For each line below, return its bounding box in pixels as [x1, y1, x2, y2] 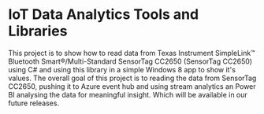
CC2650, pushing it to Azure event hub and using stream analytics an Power [8, 81, 256, 91]
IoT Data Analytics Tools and [8, 6, 199, 24]
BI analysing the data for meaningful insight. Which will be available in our [8, 90, 248, 99]
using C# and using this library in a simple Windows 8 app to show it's [8, 64, 236, 74]
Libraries [8, 22, 68, 40]
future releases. [8, 98, 60, 108]
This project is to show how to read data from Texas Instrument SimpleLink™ [8, 48, 255, 57]
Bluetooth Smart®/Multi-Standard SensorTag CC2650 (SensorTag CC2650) [8, 57, 253, 66]
